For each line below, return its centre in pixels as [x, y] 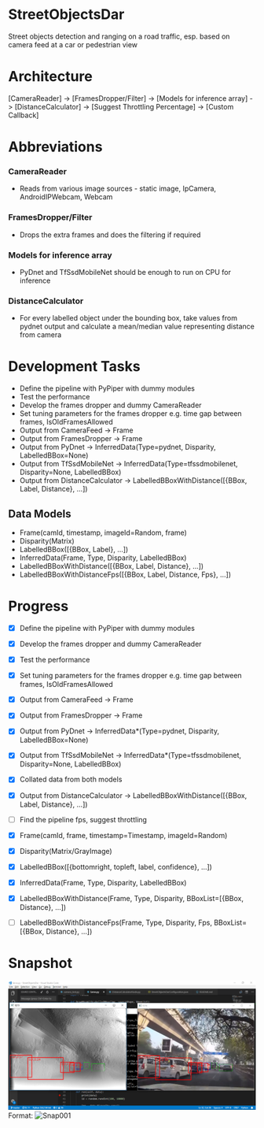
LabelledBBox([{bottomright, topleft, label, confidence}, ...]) [115, 866]
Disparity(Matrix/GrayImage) [66, 851]
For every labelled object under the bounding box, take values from [128, 318]
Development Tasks [74, 367]
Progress [38, 606]
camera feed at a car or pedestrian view [73, 44]
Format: [21, 1115]
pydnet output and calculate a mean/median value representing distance [137, 327]
